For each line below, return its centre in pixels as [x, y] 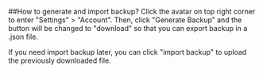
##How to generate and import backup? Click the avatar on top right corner [132, 12]
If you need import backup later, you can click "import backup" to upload [128, 52]
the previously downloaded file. [60, 60]
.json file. [23, 36]
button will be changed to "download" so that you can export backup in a [128, 28]
